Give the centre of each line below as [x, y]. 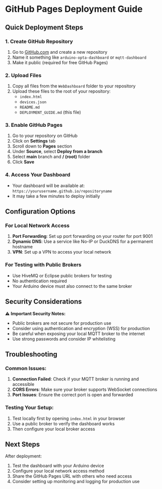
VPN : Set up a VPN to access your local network [62, 252]
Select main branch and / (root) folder [51, 157]
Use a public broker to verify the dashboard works [63, 423]
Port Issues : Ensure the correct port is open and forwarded [73, 395]
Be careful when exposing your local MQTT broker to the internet [78, 334]
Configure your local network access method [58, 471]
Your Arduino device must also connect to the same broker [72, 286]
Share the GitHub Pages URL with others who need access [72, 476]
